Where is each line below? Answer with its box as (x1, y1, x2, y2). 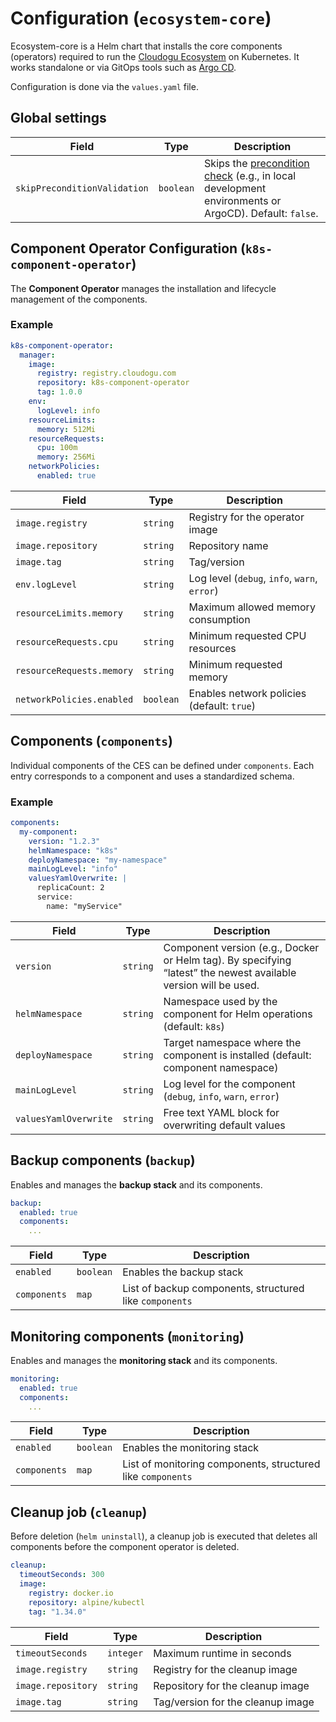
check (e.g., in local (204, 168, 297, 182)
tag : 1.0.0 (36, 387, 83, 397)
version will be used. (163, 978, 260, 992)
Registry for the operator (188, 510, 305, 524)
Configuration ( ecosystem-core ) (10, 7, 272, 30)
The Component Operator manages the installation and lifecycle (10, 282, 277, 294)
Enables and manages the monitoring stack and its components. (10, 1354, 278, 1366)
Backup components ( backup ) (10, 1152, 196, 1169)
